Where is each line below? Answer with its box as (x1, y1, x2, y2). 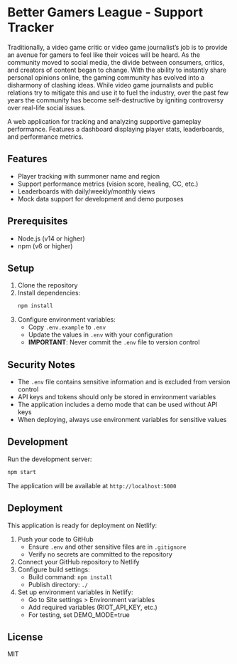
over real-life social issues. (7, 103, 87, 112)
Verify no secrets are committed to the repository (28, 549, 172, 559)
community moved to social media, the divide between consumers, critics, (7, 58, 225, 66)
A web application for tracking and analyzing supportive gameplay (7, 117, 202, 125)
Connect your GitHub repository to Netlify (17, 557, 140, 566)
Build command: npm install (28, 572, 113, 581)
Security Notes (7, 359, 76, 371)
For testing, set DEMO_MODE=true (28, 610, 130, 619)
